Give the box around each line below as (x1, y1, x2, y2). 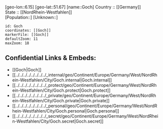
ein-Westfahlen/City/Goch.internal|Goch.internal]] (12, 77, 112, 83)
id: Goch (5, 24, 23, 29)
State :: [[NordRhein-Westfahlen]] (5, 9, 72, 15)
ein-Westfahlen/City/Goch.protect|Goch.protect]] (12, 87, 111, 93)
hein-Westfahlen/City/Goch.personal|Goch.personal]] (12, 108, 119, 113)
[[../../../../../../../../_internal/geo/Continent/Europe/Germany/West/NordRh (12, 72, 158, 78)
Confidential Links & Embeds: (5, 54, 96, 62)
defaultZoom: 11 (5, 36, 38, 41)
